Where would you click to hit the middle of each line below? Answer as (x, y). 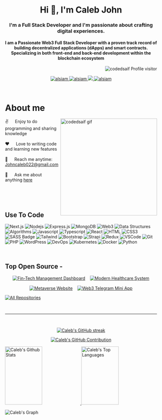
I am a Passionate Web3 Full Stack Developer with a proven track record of (81, 43)
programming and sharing (31, 128)
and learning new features (31, 149)
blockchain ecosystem (81, 58)
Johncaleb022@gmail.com (32, 165)
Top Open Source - (34, 267)
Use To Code (25, 215)
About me (25, 108)
